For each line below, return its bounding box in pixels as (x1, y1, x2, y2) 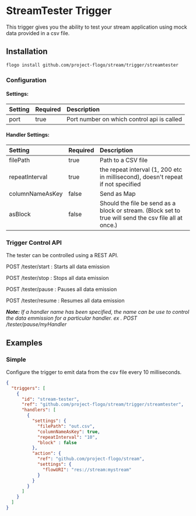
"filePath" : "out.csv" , (37, 423, 95, 429)
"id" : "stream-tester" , (21, 396, 80, 402)
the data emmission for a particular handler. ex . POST (6, 314, 138, 322)
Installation (6, 47, 48, 57)
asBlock (9, 210, 31, 218)
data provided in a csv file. (6, 29, 70, 36)
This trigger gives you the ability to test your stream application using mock (6, 23, 188, 30)
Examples (6, 338, 43, 348)
